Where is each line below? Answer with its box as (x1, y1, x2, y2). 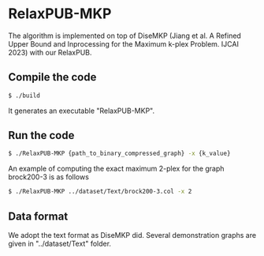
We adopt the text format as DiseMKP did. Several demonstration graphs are (8, 231, 257, 239)
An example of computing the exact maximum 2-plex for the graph (8, 164, 225, 174)
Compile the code (8, 70, 97, 84)
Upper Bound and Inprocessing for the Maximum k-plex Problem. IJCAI (8, 39, 239, 48)
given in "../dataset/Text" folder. (8, 239, 112, 248)
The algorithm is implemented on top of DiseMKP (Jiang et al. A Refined (8, 31, 242, 40)
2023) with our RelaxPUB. (8, 47, 92, 57)
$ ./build (8, 92, 41, 100)
